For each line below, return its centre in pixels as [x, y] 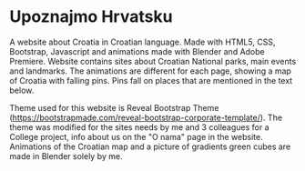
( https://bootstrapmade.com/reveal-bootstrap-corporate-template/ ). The [146, 117]
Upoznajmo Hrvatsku [91, 17]
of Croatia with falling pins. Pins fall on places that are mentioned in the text [151, 80]
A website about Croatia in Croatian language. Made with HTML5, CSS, [142, 42]
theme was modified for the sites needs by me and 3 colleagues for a [140, 127]
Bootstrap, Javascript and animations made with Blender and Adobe [137, 51]
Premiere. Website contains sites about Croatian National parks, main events [153, 61]
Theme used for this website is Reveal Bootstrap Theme [114, 107]
